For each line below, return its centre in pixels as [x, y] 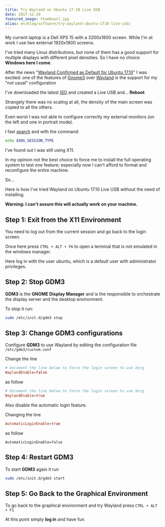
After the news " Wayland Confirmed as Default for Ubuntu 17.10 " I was [76, 73]
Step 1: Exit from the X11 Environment [63, 220]
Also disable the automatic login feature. [46, 405]
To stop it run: [19, 309]
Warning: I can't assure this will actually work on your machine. [71, 204]
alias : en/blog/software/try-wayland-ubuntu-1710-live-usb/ [68, 23]
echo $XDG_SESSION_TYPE [30, 141]
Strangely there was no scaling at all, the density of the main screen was [79, 102]
